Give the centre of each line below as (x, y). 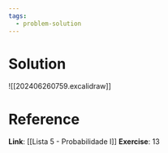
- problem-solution (49, 24)
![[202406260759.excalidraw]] (60, 86)
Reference (44, 119)
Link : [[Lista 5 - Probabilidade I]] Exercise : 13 (84, 142)
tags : (17, 16)
